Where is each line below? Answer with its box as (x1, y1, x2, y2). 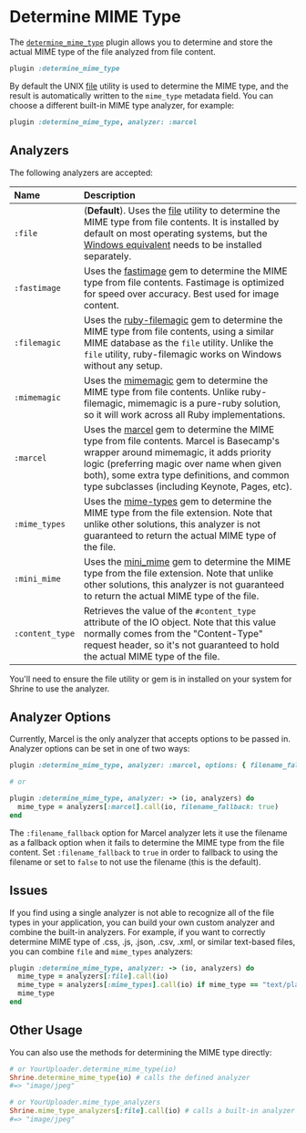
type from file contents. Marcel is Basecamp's (83, 434, 280, 447)
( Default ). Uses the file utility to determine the (83, 203, 280, 216)
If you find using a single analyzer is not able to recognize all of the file (9, 907, 275, 918)
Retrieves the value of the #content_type (83, 604, 257, 617)
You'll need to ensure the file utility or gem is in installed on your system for (9, 673, 292, 684)
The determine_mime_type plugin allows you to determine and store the (9, 36, 273, 47)
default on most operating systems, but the (83, 226, 268, 239)
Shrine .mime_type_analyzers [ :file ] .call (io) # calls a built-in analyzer (9, 1107, 296, 1116)
